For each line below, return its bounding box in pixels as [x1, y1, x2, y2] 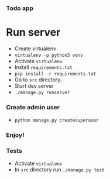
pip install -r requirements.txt [14, 71, 97, 77]
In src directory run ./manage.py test [14, 166, 105, 173]
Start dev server [14, 82, 54, 89]
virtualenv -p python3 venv [14, 52, 83, 58]
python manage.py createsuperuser [14, 118, 99, 123]
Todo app [6, 4, 34, 12]
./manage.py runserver [14, 89, 70, 95]
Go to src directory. [14, 76, 62, 83]
